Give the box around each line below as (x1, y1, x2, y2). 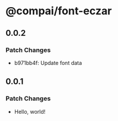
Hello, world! (14, 108, 46, 115)
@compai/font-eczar (5, 4, 112, 18)
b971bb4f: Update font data (14, 59, 82, 66)
